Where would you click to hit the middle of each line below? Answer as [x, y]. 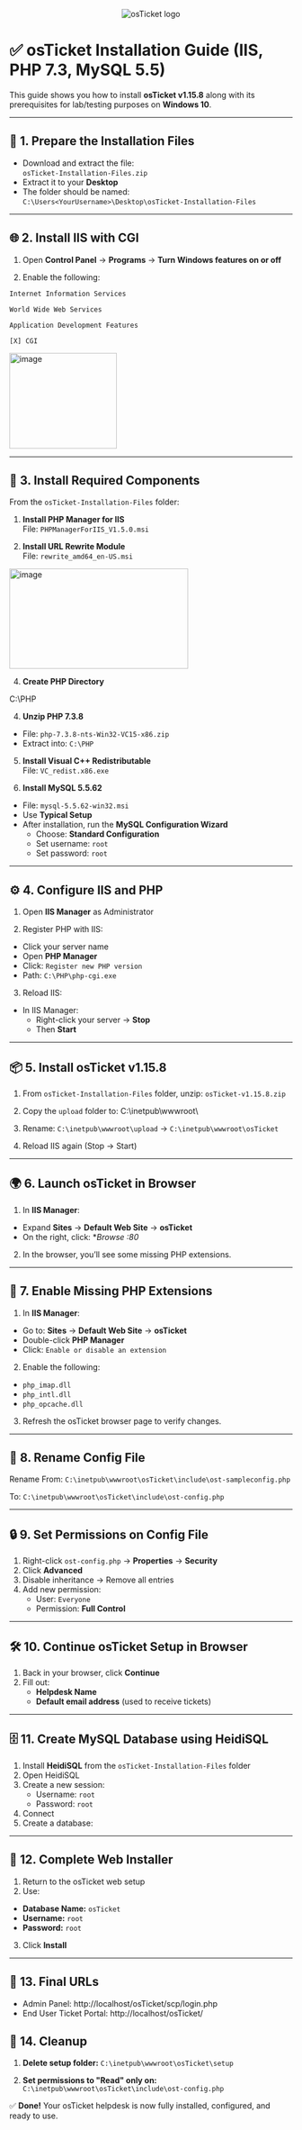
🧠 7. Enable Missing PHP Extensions [111, 1291]
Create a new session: [63, 1784]
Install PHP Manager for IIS [73, 520]
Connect [38, 1813]
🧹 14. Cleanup [49, 2041]
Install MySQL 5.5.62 [62, 788]
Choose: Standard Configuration [98, 834]
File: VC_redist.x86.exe [66, 771]
